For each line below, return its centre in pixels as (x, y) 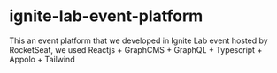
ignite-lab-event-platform (106, 16)
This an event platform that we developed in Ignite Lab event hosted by (138, 40)
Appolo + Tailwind (42, 59)
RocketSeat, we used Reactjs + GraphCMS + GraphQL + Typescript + (136, 49)
